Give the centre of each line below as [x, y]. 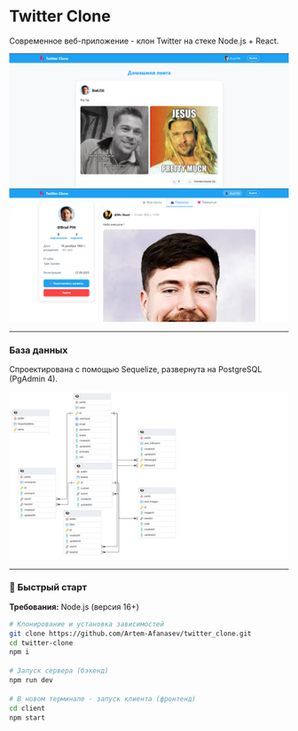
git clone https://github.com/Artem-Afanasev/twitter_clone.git [130, 634]
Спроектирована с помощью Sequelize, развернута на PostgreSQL [136, 369]
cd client [27, 708]
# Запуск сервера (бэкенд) [59, 671]
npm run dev [31, 680]
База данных [39, 350]
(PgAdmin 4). [33, 379]
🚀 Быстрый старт [48, 587]
